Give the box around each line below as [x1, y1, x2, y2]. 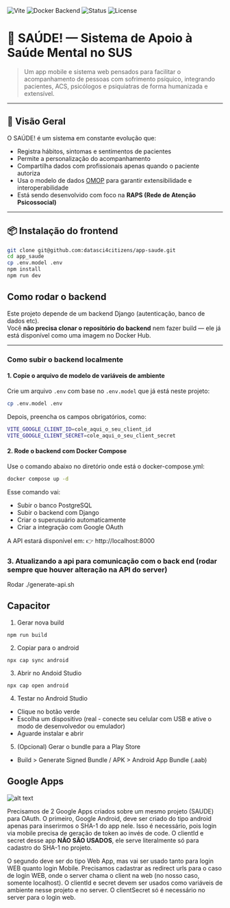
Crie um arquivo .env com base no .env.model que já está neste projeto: [7, 387, 210, 395]
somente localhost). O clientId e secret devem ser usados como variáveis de [7, 879, 223, 887]
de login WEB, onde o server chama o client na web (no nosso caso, [7, 871, 200, 879]
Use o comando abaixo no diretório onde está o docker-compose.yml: [7, 462, 205, 470]
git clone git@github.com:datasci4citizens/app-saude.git [7, 247, 176, 253]
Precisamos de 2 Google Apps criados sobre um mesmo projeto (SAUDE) [7, 807, 214, 815]
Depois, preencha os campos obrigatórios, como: [7, 412, 147, 420]
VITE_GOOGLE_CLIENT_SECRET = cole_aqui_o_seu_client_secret [7, 432, 176, 439]
